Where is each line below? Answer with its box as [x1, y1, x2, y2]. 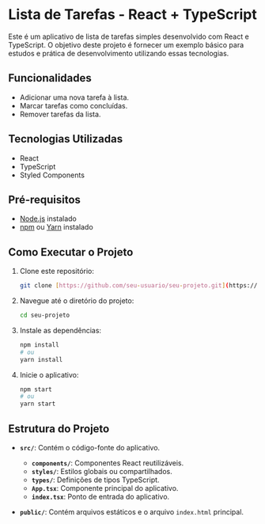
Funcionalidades [8, 71, 93, 85]
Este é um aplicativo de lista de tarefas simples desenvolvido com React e [8, 32, 249, 41]
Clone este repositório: [19, 267, 95, 276]
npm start [19, 385, 53, 393]
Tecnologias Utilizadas [8, 132, 123, 146]
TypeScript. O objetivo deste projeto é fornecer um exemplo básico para [8, 40, 244, 49]
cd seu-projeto [19, 311, 70, 320]
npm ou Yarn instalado [19, 222, 93, 232]
